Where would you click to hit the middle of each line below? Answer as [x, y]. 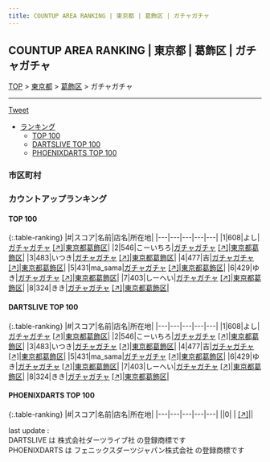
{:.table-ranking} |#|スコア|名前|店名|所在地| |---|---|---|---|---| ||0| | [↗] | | [131, 414]
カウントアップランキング [57, 199]
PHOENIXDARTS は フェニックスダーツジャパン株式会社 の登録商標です [127, 450]
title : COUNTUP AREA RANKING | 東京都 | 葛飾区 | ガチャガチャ [109, 16]
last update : [29, 430]
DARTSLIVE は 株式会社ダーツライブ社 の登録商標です [97, 439]
